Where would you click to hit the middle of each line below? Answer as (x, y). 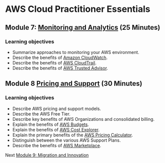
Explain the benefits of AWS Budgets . (51, 124)
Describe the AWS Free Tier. (41, 114)
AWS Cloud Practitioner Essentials (78, 9)
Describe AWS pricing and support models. (57, 109)
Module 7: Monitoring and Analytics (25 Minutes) (83, 27)
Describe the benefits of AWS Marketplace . (57, 145)
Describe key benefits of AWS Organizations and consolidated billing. (83, 119)
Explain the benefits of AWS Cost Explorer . (56, 129)
